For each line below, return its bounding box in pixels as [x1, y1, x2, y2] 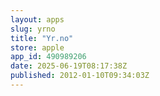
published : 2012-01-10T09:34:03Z [10, 71, 150, 81]
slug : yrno [10, 24, 56, 34]
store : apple [10, 42, 65, 53]
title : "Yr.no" [10, 33, 74, 43]
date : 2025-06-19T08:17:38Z [10, 61, 128, 71]
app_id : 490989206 [10, 52, 87, 62]
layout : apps [10, 14, 65, 25]
